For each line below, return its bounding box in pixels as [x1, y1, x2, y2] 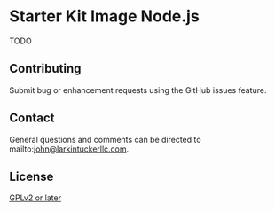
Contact [9, 111, 55, 126]
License [9, 168, 54, 184]
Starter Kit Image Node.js [9, 6, 200, 27]
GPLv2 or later [9, 192, 62, 203]
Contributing [9, 61, 82, 76]
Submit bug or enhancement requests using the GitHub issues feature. [9, 84, 267, 95]
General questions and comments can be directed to [9, 134, 201, 145]
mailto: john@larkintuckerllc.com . [9, 144, 130, 154]
